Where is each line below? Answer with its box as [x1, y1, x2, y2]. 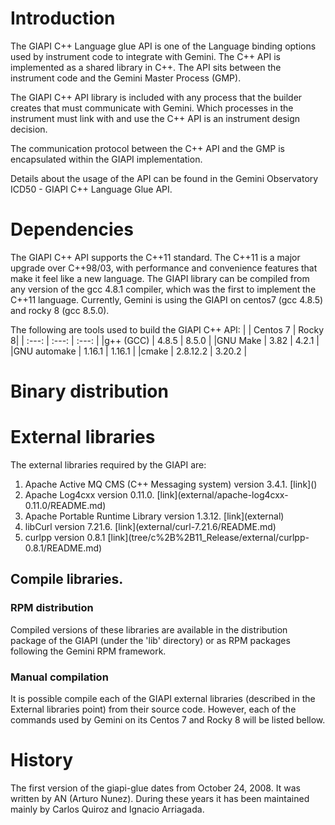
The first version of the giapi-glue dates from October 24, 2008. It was [10, 782, 301, 794]
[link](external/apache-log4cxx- [156, 489, 289, 501]
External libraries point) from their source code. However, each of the [10, 703, 297, 715]
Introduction [10, 7, 116, 30]
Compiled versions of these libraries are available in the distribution [10, 623, 288, 636]
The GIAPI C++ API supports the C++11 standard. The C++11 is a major [10, 251, 301, 263]
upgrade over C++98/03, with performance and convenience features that [10, 262, 318, 274]
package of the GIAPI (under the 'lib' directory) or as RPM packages [10, 634, 291, 646]
